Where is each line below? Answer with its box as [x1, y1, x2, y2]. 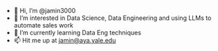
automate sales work [13, 21, 74, 29]
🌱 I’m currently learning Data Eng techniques [13, 28, 142, 37]
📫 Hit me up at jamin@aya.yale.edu [13, 37, 116, 44]
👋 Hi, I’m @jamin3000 [13, 7, 76, 14]
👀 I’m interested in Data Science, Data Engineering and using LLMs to [13, 14, 212, 22]
